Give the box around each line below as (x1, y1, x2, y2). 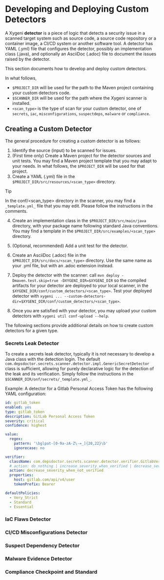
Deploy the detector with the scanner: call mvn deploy (12, 272, 120, 278)
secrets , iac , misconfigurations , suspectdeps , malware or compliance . (12, 110, 150, 116)
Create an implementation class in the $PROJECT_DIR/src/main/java (12, 217, 146, 224)
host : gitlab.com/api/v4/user (14, 477, 76, 482)
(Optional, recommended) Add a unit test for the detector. (12, 243, 128, 249)
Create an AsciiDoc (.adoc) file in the (12, 252, 86, 258)
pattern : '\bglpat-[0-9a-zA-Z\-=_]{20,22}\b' (14, 441, 108, 446)
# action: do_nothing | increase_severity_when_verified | (9, 463, 132, 469)
